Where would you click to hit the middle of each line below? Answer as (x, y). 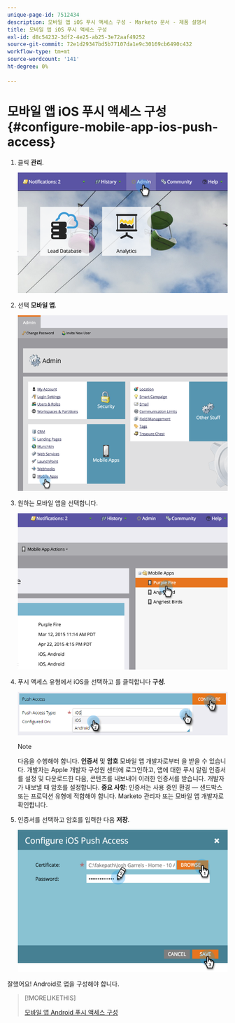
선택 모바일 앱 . (37, 305)
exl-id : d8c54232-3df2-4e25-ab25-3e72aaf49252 (76, 37)
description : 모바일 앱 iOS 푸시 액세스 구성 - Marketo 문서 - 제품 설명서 (107, 22)
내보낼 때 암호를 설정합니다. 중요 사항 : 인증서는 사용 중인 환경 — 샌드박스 (123, 788)
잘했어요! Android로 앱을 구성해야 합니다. (64, 984)
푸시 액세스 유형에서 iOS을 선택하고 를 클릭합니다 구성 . (91, 682)
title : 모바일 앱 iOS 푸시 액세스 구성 (57, 29)
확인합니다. (33, 805)
